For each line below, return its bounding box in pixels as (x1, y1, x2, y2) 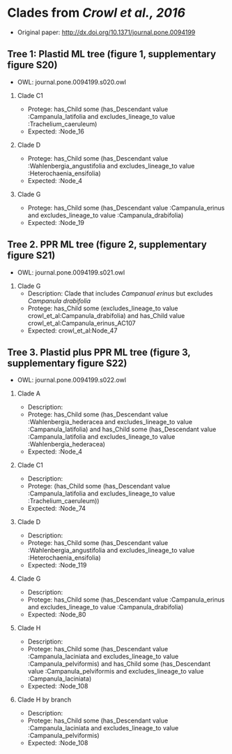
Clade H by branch (17, 695, 72, 704)
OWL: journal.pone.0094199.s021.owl (17, 268, 125, 277)
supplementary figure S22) (7, 357, 127, 369)
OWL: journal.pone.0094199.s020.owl (17, 78, 127, 86)
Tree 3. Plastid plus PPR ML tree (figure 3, (7, 346, 191, 358)
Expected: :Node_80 (27, 610, 86, 619)
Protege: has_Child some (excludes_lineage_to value (27, 304, 178, 312)
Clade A (17, 389, 40, 398)
